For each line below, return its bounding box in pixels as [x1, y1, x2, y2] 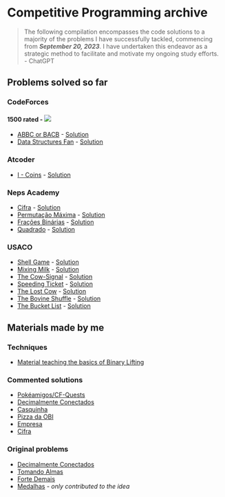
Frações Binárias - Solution [17, 218, 94, 226]
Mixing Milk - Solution [17, 265, 79, 274]
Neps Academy [7, 188, 60, 197]
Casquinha [17, 406, 48, 414]
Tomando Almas [17, 467, 63, 476]
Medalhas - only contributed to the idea [17, 482, 130, 490]
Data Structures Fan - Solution [17, 137, 103, 146]
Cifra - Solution [17, 203, 61, 212]
